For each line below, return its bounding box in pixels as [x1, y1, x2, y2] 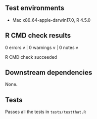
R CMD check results [5, 32, 71, 40]
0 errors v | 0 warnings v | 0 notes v [5, 44, 78, 50]
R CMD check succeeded [5, 54, 57, 60]
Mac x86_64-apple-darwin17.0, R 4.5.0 [12, 17, 91, 23]
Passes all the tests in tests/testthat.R [5, 109, 86, 115]
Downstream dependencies [5, 69, 93, 77]
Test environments [5, 4, 64, 12]
